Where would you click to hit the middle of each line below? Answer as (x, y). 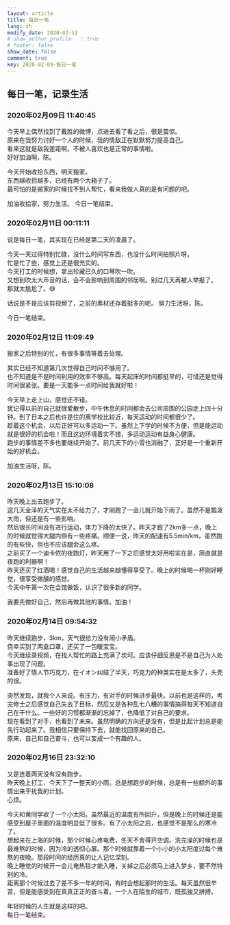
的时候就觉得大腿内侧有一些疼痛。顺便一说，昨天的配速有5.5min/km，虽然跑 (115, 536)
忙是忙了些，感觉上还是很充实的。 (55, 262)
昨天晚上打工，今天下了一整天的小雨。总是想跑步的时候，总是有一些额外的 (112, 782)
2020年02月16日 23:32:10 (51, 757)
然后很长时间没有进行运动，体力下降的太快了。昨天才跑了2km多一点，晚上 (112, 527)
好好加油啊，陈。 (31, 157)
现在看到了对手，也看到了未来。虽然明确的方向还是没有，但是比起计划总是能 (115, 721)
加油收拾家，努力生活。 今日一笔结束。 (62, 204)
